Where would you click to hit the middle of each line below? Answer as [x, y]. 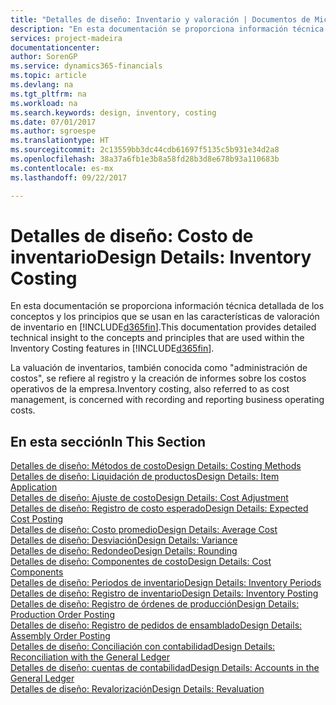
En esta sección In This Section [108, 441]
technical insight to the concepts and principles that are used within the [157, 338]
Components [37, 572]
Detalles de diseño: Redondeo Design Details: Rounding [124, 551]
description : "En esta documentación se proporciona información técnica [167, 29]
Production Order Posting [62, 615]
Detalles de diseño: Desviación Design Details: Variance [124, 540]
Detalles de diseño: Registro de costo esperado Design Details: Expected [159, 508]
